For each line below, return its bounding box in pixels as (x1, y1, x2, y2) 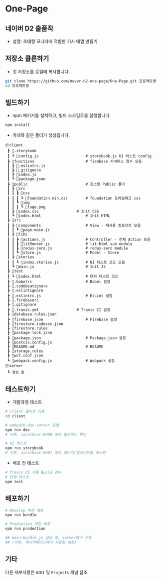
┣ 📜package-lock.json (7, 330, 52, 335)
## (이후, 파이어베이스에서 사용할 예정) (5, 539, 77, 545)
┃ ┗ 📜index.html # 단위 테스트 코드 (7, 274, 119, 279)
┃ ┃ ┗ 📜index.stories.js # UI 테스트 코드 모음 (7, 260, 126, 265)
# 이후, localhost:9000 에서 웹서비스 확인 (5, 432, 86, 437)
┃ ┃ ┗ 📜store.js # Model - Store (7, 250, 120, 255)
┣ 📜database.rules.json (7, 312, 57, 317)
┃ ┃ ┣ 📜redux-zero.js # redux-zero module (7, 246, 128, 251)
